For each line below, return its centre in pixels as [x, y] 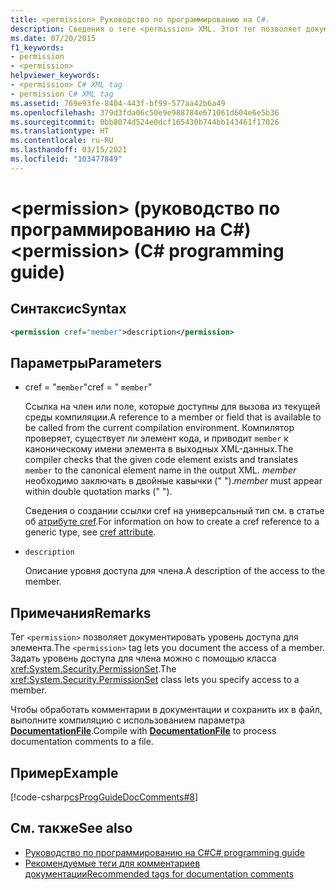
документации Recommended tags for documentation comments [159, 873]
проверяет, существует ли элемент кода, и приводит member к [156, 438]
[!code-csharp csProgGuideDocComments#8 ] [104, 797]
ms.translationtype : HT [60, 131]
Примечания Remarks [81, 612]
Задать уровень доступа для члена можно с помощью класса [143, 658]
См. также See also [71, 828]
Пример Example [64, 772]
